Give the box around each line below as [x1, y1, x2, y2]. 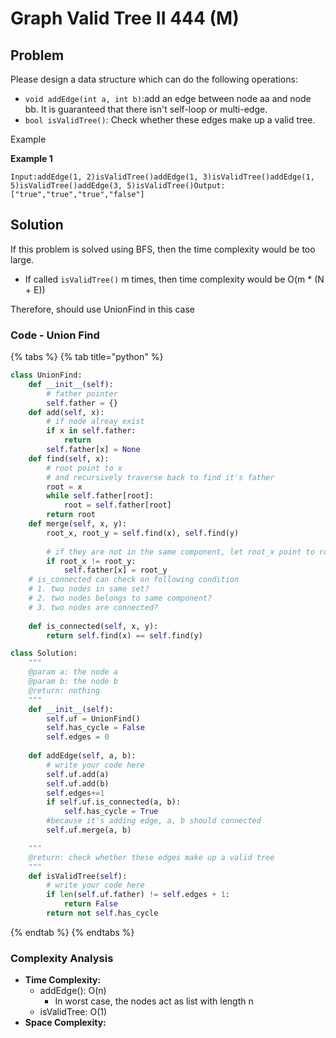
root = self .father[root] [63, 500, 172, 511]
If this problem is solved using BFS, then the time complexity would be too [10, 243, 316, 255]
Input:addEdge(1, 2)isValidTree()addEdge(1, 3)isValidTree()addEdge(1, [10, 172, 315, 182]
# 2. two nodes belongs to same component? [28, 593, 213, 604]
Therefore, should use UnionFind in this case [10, 303, 195, 315]
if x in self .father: [46, 426, 137, 436]
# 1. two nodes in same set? [28, 584, 150, 594]
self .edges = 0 [46, 732, 110, 742]
